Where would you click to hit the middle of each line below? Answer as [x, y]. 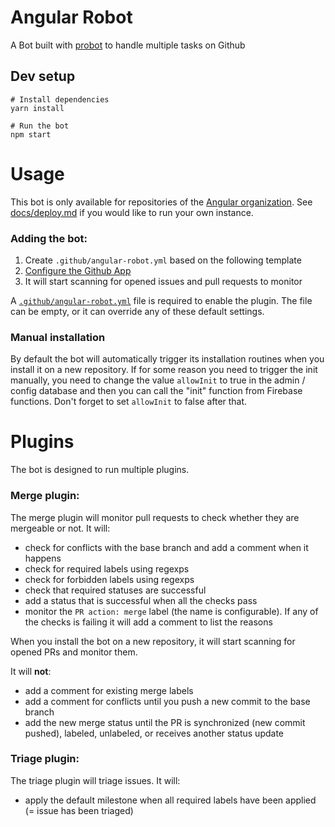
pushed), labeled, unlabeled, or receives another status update [154, 733]
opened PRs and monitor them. [74, 652]
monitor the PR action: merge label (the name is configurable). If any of [171, 611]
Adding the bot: [49, 238]
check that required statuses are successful [115, 590]
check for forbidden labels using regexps [109, 579]
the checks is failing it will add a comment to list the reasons [148, 622]
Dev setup [43, 76]
